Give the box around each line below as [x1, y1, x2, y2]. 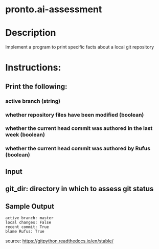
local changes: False [5, 220, 52, 225]
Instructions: [5, 62, 61, 74]
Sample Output [5, 202, 55, 211]
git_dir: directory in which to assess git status [5, 185, 154, 193]
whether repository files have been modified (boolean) [5, 111, 144, 118]
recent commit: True [5, 224, 50, 230]
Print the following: [5, 82, 67, 90]
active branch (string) [5, 97, 60, 104]
